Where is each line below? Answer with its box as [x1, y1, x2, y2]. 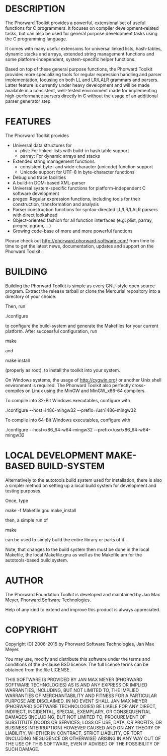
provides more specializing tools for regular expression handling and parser [5, 71, 162, 77]
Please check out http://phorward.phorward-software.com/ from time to [5, 237, 155, 243]
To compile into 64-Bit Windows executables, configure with [5, 417, 131, 423]
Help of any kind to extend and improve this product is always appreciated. [5, 606, 161, 612]
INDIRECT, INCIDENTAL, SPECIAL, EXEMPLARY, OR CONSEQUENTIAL [5, 709, 151, 715]
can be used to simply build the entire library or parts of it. [5, 536, 126, 542]
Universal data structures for [12, 142, 72, 148]
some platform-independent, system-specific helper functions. [5, 56, 136, 62]
